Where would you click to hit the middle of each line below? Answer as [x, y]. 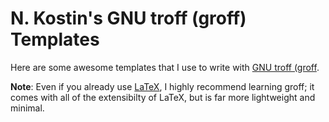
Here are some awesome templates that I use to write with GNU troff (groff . [165, 67]
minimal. [27, 108]
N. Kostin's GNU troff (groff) [128, 18]
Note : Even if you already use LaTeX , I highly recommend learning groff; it [162, 86]
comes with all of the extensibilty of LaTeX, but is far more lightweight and [163, 97]
